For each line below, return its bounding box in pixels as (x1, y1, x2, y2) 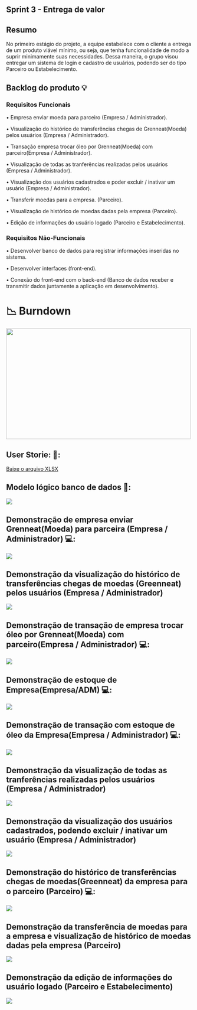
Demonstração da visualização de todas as (6, 765, 168, 776)
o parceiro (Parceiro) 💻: (6, 886, 96, 897)
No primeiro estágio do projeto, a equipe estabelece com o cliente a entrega (6, 41, 192, 48)
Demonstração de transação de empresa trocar (6, 620, 184, 630)
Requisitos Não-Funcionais (6, 233, 86, 242)
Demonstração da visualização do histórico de (6, 569, 180, 579)
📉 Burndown (6, 304, 71, 318)
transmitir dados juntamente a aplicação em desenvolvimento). (6, 283, 159, 290)
